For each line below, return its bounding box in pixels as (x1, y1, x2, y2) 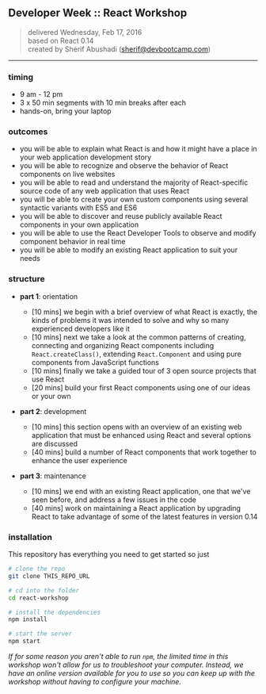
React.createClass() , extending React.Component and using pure (31, 349, 241, 359)
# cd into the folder (8, 586, 80, 594)
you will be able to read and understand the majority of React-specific (19, 178, 249, 187)
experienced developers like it (31, 324, 131, 333)
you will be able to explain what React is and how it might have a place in (19, 144, 257, 154)
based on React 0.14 (27, 36, 94, 45)
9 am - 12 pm (19, 90, 63, 99)
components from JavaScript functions (31, 357, 160, 367)
